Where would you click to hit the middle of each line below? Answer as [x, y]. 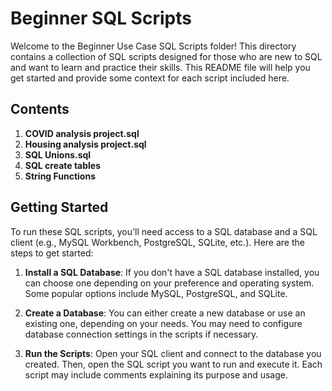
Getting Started [59, 207]
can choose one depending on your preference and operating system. [169, 283]
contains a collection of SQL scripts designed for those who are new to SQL [166, 56]
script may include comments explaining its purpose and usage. [156, 374]
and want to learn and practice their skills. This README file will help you [160, 67]
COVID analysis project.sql [82, 133]
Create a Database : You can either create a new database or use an [165, 313]
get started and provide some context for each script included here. [150, 78]
